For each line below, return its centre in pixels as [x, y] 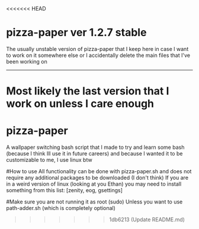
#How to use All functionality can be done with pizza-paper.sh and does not [99, 171]
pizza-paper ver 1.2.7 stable [76, 33]
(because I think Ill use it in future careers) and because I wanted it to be [94, 154]
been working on [27, 61]
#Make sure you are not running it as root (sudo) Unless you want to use [94, 202]
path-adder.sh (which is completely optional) [61, 208]
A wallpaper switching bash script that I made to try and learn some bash [95, 147]
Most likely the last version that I [88, 91]
